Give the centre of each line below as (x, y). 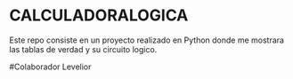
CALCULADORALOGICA (99, 16)
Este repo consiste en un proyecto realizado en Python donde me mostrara (147, 40)
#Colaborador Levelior (50, 67)
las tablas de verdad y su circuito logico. (83, 49)
